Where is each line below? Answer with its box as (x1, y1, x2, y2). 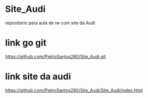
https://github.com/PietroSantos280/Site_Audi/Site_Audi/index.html (5, 87, 143, 93)
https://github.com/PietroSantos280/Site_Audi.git (5, 53, 106, 59)
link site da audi (5, 71, 71, 82)
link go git (5, 37, 47, 49)
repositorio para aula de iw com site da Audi (5, 20, 95, 26)
